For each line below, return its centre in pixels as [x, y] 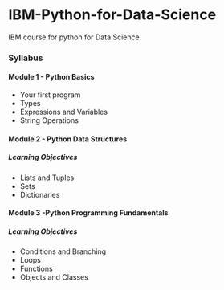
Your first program [50, 95]
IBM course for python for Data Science [74, 37]
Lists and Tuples [47, 178]
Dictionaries [40, 194]
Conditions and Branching [63, 251]
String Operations [49, 120]
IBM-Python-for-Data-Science [112, 15]
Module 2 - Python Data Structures [68, 139]
